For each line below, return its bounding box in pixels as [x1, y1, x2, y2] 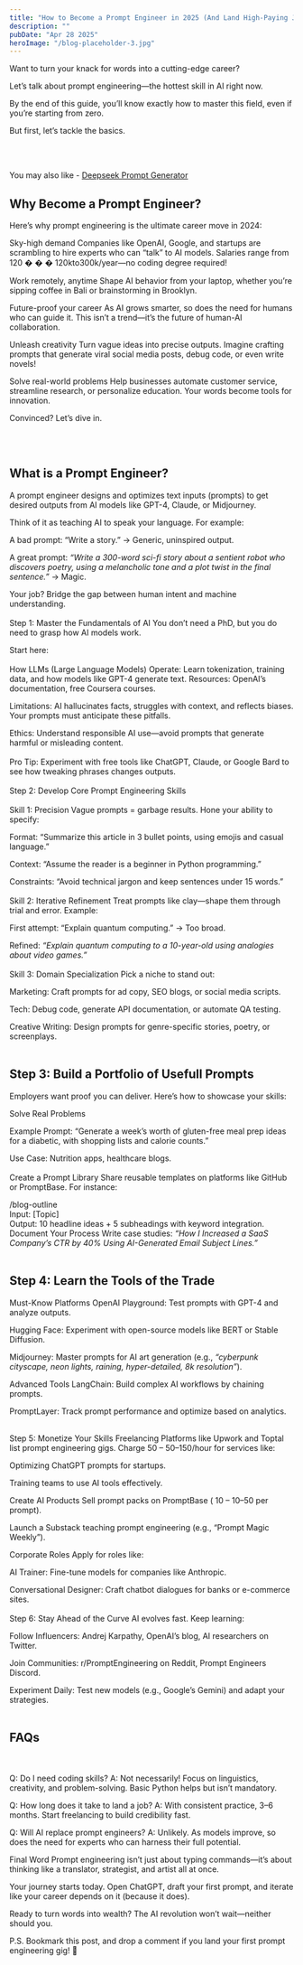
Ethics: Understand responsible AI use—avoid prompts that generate [9, 727, 264, 738]
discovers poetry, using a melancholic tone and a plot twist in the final [9, 561, 271, 572]
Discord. [9, 1667, 41, 1678]
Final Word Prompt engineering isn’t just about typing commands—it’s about [9, 1854, 292, 1866]
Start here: [9, 644, 50, 655]
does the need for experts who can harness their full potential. [9, 1837, 242, 1848]
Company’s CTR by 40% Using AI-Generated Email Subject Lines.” [9, 1237, 259, 1248]
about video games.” [9, 950, 87, 960]
